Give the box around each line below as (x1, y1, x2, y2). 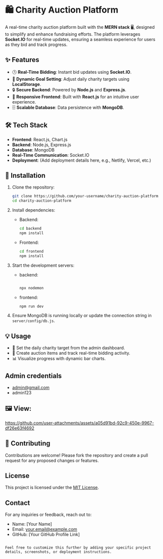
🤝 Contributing (5, 439, 51, 448)
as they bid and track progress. (5, 42, 68, 47)
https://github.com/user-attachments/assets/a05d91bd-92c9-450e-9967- (5, 420, 154, 426)
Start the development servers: (12, 262, 74, 268)
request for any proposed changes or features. (5, 457, 99, 463)
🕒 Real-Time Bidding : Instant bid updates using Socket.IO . (12, 69, 132, 75)
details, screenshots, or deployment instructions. (5, 550, 112, 555)
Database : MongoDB (12, 147, 55, 152)
